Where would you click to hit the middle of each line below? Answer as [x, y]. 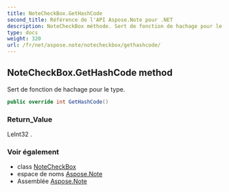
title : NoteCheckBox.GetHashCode [55, 13]
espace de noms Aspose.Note [60, 174]
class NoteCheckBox [47, 167]
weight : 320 [24, 39]
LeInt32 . [20, 134]
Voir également [33, 152]
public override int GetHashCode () [58, 102]
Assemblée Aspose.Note [52, 181]
